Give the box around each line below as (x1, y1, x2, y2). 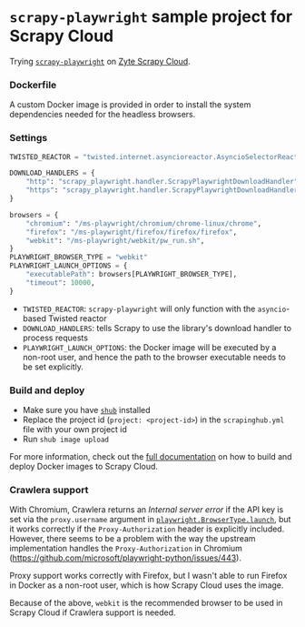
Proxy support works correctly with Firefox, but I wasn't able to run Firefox (9, 571, 288, 581)
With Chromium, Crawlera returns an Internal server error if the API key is (9, 504, 284, 515)
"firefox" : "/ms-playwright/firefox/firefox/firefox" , (25, 228, 238, 237)
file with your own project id (22, 423, 127, 434)
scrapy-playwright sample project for (9, 6, 293, 27)
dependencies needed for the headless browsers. (9, 109, 196, 120)
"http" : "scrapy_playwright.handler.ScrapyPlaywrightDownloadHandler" (25, 177, 299, 187)
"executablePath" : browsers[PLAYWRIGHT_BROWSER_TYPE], (25, 270, 238, 279)
